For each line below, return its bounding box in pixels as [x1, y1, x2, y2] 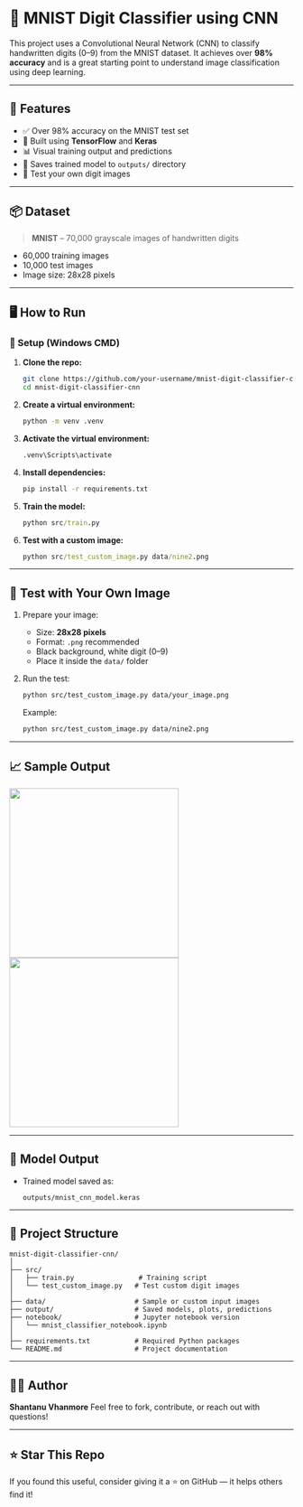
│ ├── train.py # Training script [9, 1274, 207, 1283]
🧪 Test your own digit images [22, 168, 131, 179]
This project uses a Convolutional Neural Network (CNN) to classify [9, 37, 260, 49]
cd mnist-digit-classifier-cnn [22, 383, 141, 392]
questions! [9, 1411, 49, 1422]
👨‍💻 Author [9, 1378, 69, 1393]
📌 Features [9, 101, 71, 117]
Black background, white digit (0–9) [35, 646, 169, 657]
